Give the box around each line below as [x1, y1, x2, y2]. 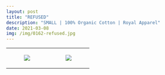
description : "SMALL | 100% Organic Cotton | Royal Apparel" [6, 19, 161, 25]
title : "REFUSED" [6, 14, 49, 20]
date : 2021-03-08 [6, 25, 49, 31]
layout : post [6, 8, 39, 15]
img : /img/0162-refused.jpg [6, 31, 76, 37]
